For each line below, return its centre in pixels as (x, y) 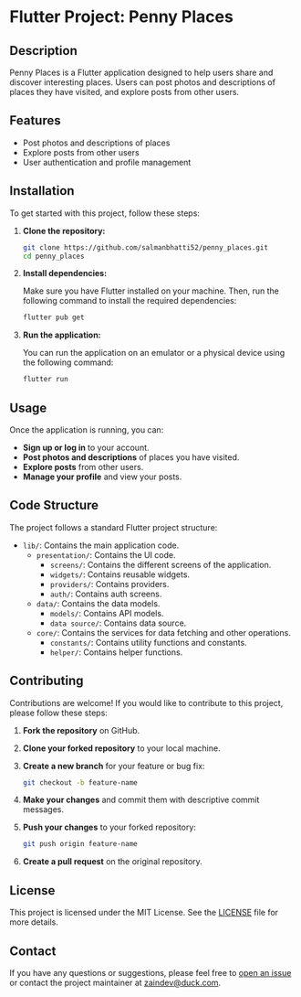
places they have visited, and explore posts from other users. (125, 92)
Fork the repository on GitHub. (81, 730)
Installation (42, 191)
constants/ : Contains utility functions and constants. (149, 642)
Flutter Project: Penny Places (122, 17)
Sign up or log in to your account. (86, 447)
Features (35, 121)
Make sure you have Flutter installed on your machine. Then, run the (151, 291)
